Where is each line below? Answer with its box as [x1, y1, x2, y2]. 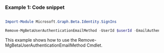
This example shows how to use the [5, 37, 77, 43]
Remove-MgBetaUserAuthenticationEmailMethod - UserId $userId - [5, 28, 137, 33]
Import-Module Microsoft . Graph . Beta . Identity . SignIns [5, 19, 117, 25]
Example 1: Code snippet [5, 4, 65, 11]
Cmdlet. [86, 42, 102, 48]
